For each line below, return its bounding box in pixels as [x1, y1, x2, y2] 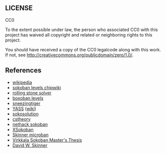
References [5, 66, 42, 75]
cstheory [12, 116, 31, 122]
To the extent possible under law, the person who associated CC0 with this [5, 27, 158, 33]
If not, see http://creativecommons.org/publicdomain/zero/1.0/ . [5, 52, 134, 58]
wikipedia [12, 79, 32, 85]
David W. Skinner [12, 142, 48, 148]
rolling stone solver [12, 90, 52, 96]
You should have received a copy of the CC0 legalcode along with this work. [5, 46, 161, 52]
